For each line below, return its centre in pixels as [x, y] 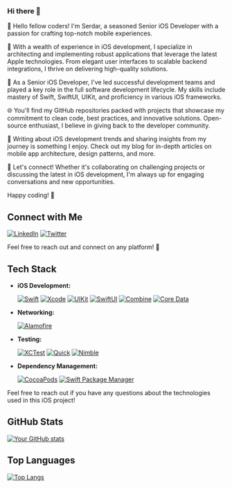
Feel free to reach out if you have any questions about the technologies [109, 392]
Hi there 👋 [24, 11]
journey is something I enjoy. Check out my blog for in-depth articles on [110, 146]
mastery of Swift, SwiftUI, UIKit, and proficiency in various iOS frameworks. [115, 97]
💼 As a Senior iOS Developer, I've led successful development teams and [111, 82]
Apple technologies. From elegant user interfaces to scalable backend [107, 62]
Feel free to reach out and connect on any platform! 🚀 [83, 247]
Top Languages [41, 461]
